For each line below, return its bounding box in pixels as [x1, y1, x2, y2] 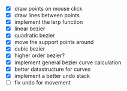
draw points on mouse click [14, 5, 83, 12]
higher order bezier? [14, 52, 65, 59]
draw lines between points [14, 12, 80, 19]
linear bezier [14, 25, 46, 32]
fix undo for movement [14, 79, 71, 86]
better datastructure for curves [14, 65, 91, 73]
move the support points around [14, 39, 94, 46]
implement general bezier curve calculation [14, 59, 122, 66]
